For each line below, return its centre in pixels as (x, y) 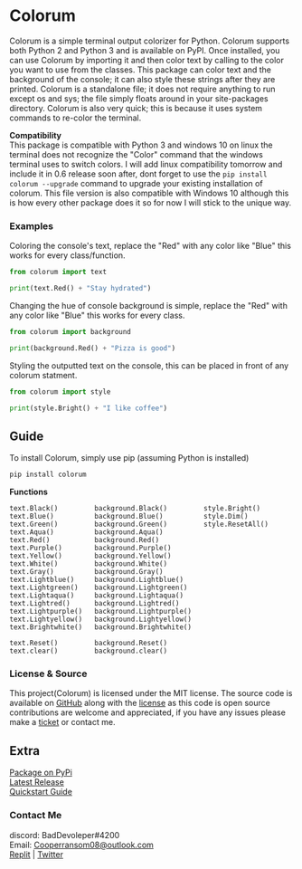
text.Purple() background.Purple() (90, 549)
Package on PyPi (41, 773)
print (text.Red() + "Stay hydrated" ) (80, 289)
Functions (28, 492)
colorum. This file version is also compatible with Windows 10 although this (149, 193)
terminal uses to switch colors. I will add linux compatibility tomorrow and (146, 164)
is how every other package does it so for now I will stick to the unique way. (151, 202)
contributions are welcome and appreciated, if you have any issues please (148, 712)
